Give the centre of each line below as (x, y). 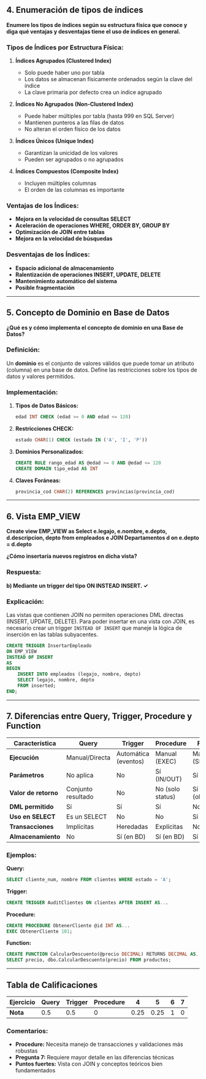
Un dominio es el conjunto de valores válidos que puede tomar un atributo (100, 363)
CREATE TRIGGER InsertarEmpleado (49, 645)
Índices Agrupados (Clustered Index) (63, 61)
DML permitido (32, 806)
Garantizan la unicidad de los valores (71, 153)
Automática (133, 753)
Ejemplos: (21, 855)
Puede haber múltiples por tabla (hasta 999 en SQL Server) (99, 116)
